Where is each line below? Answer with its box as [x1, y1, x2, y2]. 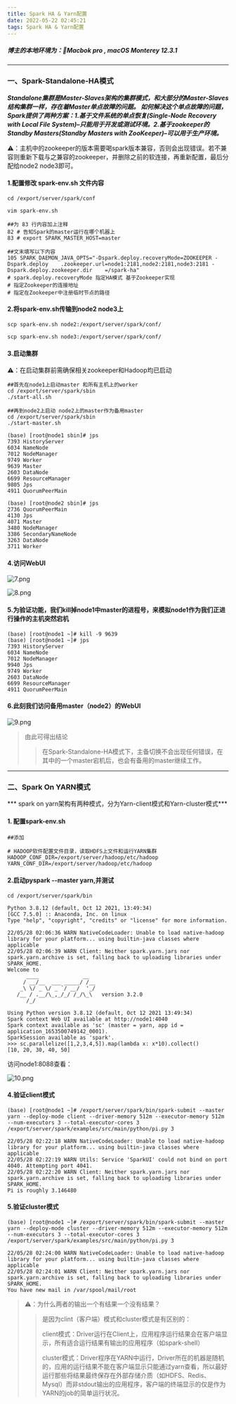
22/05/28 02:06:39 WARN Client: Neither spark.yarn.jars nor [7, 947, 190, 955]
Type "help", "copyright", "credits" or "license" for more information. [7, 917, 228, 924]
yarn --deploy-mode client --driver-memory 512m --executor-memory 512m [7, 1113, 225, 1120]
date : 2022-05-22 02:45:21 [7, 17, 86, 24]
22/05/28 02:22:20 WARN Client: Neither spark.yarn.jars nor [7, 1168, 190, 1176]
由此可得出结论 [24, 732, 68, 741]
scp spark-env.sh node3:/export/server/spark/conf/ [7, 333, 162, 340]
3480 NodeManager [7, 524, 58, 532]
